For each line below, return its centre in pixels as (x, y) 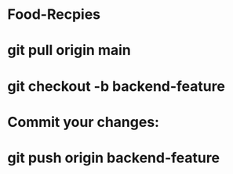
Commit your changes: (84, 122)
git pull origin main (69, 51)
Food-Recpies (54, 14)
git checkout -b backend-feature (116, 86)
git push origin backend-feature (114, 158)
